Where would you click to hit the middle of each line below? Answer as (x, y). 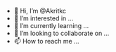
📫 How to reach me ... (46, 41)
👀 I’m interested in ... (44, 18)
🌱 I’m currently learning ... (51, 26)
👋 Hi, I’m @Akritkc (40, 11)
